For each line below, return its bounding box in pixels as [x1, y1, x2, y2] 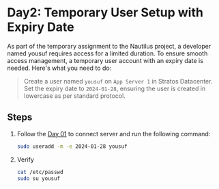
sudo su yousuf [16, 175, 61, 182]
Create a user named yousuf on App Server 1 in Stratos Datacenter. [23, 77, 213, 85]
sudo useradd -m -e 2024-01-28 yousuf [16, 142, 128, 150]
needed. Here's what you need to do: [7, 64, 112, 72]
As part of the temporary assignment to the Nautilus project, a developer [7, 42, 211, 50]
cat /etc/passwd [16, 168, 63, 175]
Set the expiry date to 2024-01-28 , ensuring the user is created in [23, 84, 206, 92]
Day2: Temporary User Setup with [7, 5, 203, 21]
